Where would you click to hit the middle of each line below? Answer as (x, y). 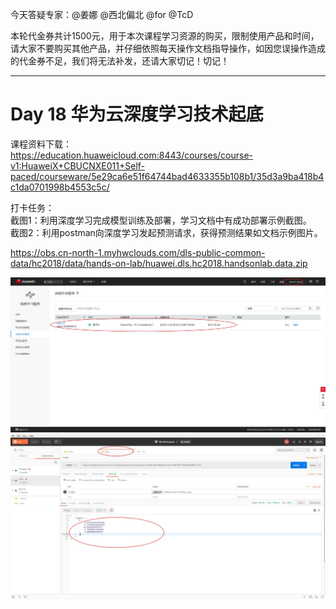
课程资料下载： (41, 144)
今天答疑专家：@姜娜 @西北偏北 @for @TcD (102, 14)
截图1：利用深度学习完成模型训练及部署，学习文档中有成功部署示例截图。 (161, 220)
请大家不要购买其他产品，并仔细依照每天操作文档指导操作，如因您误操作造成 (168, 48)
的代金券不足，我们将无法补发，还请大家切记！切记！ (120, 61)
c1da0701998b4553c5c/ (60, 187)
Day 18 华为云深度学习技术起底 (137, 114)
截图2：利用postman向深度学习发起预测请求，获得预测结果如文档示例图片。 (166, 232)
